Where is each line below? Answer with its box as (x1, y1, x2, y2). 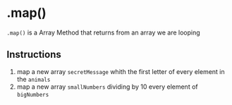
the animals (16, 75, 51, 83)
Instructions (6, 49, 61, 61)
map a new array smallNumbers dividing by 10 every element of (16, 82, 198, 91)
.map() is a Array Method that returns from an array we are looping (6, 28, 200, 37)
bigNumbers (16, 91, 49, 98)
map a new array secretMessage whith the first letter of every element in (16, 67, 225, 75)
